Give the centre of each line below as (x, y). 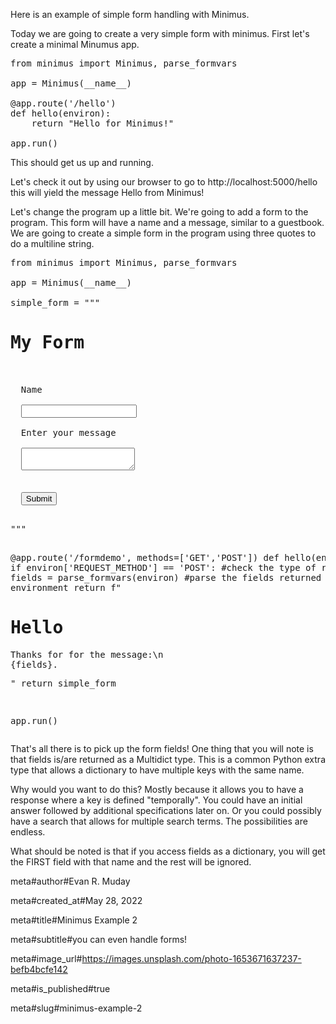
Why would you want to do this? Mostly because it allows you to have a (157, 789)
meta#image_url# (46, 958)
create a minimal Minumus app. (75, 44)
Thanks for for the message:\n (87, 654)
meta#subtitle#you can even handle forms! (99, 939)
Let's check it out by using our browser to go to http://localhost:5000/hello (164, 182)
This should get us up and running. (82, 162)
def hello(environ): (61, 113)
